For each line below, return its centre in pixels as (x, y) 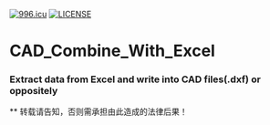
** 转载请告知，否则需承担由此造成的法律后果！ (99, 112)
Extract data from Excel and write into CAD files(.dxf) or (135, 79)
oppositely (34, 91)
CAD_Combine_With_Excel (113, 51)
